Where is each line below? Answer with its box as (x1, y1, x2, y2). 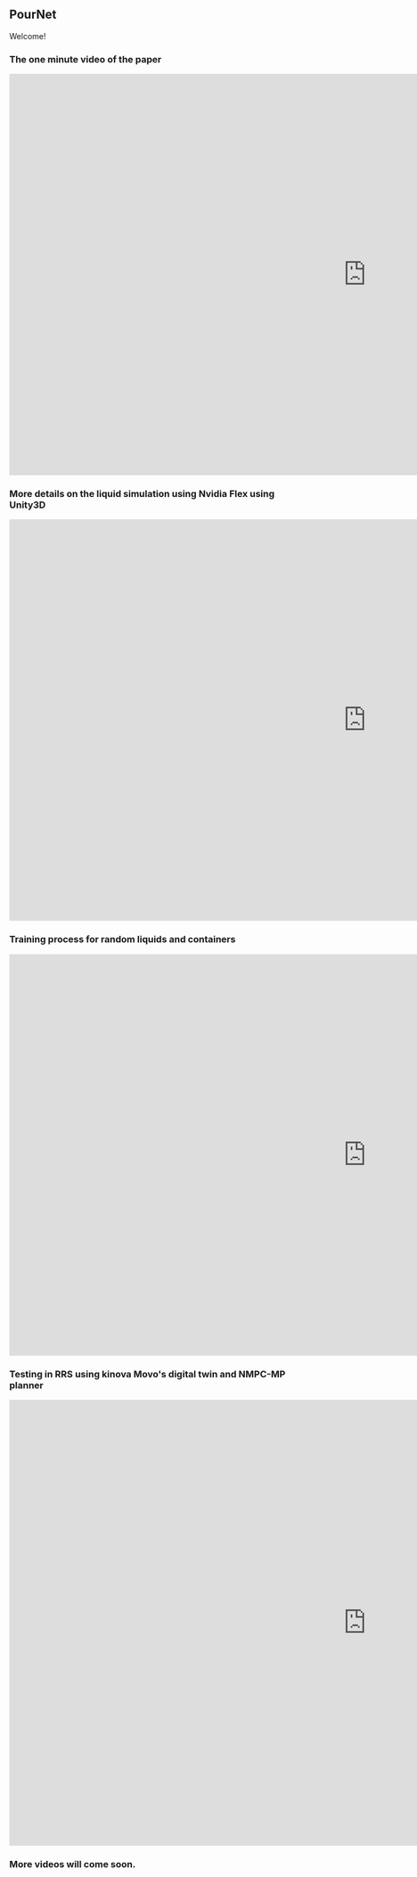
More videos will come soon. (9, 1857, 136, 1870)
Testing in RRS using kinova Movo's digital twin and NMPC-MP (9, 1368, 286, 1380)
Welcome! (9, 30, 46, 41)
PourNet (9, 7, 57, 22)
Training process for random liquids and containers (9, 933, 236, 946)
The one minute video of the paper (9, 53, 162, 65)
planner (9, 1378, 45, 1391)
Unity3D (9, 499, 46, 511)
